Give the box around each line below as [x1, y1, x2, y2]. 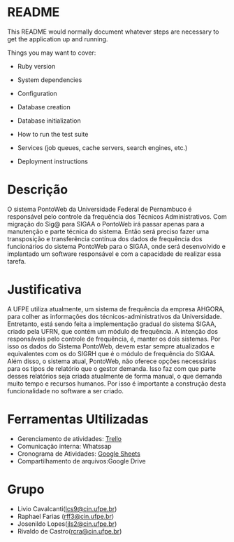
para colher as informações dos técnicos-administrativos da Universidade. [7, 312, 222, 320]
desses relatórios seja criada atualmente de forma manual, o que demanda [7, 372, 222, 380]
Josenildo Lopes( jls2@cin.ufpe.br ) [17, 520, 117, 528]
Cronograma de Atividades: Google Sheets [17, 449, 141, 458]
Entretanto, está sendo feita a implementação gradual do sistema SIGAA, [7, 320, 217, 328]
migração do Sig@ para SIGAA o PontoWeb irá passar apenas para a [7, 219, 205, 228]
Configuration [17, 89, 57, 97]
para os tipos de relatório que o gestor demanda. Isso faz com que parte [7, 364, 217, 372]
